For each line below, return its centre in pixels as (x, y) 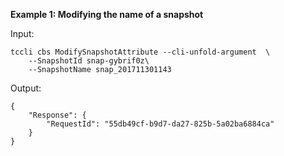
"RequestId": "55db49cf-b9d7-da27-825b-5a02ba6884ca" (160, 124)
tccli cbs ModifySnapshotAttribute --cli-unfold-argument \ (140, 52)
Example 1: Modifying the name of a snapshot (107, 14)
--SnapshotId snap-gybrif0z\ (89, 61)
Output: (26, 88)
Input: (22, 33)
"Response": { (57, 115)
